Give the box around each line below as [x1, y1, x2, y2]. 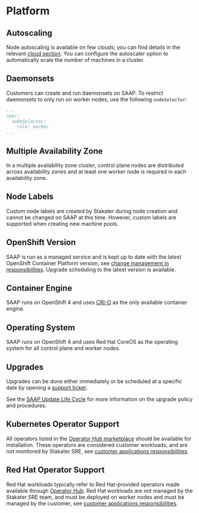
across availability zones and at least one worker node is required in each [6, 168, 186, 175]
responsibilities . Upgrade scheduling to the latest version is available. [6, 266, 176, 273]
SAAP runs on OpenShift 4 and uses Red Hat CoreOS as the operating [6, 338, 178, 346]
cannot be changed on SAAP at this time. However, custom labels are [6, 213, 177, 221]
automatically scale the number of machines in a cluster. [6, 57, 145, 63]
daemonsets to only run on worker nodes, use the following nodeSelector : [6, 95, 187, 102]
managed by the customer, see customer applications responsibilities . [6, 499, 178, 507]
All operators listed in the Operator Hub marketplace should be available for [6, 435, 192, 442]
